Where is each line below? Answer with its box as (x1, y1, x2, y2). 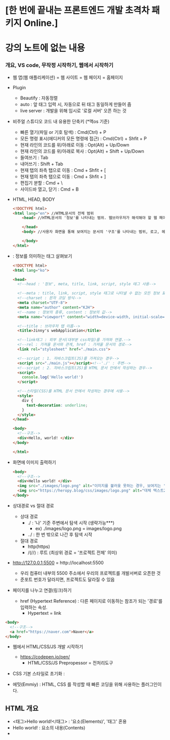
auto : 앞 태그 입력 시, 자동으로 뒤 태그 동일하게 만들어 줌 (20, 101, 132, 107)
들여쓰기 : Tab (20, 154, 49, 160)
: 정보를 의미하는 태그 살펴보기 (12, 253, 72, 259)
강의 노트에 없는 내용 (5, 43, 85, 54)
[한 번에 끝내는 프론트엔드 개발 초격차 (5, 5, 150, 16)
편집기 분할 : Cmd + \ (20, 179, 63, 186)
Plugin (12, 84, 26, 90)
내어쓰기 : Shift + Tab (20, 161, 63, 167)
